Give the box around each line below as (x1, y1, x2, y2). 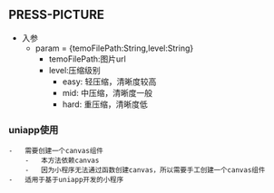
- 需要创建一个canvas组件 (8, 147, 103, 156)
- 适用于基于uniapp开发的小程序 (8, 176, 124, 185)
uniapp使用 (8, 123, 59, 136)
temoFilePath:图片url (48, 53, 126, 64)
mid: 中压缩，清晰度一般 (62, 87, 153, 98)
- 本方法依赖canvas (24, 156, 100, 166)
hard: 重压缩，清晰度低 (62, 99, 148, 110)
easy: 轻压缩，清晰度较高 (62, 76, 157, 87)
